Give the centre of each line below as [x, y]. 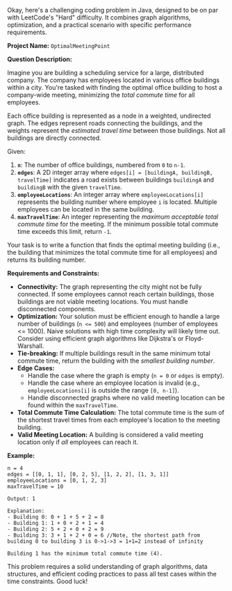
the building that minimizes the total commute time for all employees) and [112, 252]
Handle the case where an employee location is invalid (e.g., [114, 383]
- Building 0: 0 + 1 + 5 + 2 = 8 [56, 517]
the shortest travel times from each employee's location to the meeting [118, 420]
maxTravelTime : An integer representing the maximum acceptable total [118, 216]
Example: [21, 456]
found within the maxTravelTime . [73, 405]
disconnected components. [56, 309]
